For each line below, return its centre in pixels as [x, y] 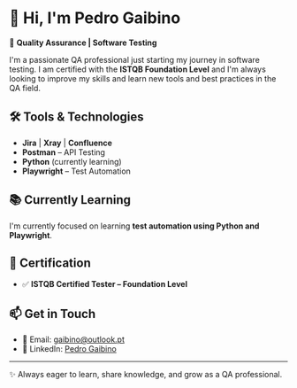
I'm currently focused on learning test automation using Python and [134, 226]
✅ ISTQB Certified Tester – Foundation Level [105, 284]
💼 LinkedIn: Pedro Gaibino [69, 349]
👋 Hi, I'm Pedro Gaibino [95, 18]
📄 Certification [50, 263]
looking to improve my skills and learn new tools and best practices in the [143, 78]
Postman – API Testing [64, 152]
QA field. [25, 88]
